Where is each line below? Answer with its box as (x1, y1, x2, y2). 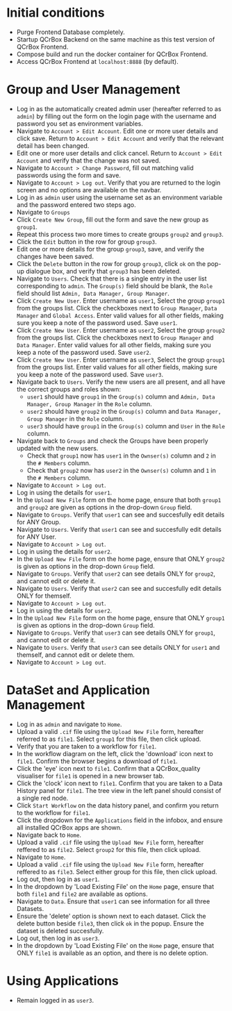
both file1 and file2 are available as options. (16, 889, 148, 898)
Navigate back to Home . (16, 830, 81, 839)
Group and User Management (6, 82, 181, 98)
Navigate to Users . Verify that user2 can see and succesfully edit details (16, 584, 222, 592)
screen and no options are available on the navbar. (16, 185, 162, 194)
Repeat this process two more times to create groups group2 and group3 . (16, 230, 224, 238)
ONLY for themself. (16, 592, 72, 600)
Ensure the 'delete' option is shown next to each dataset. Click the (16, 912, 206, 920)
